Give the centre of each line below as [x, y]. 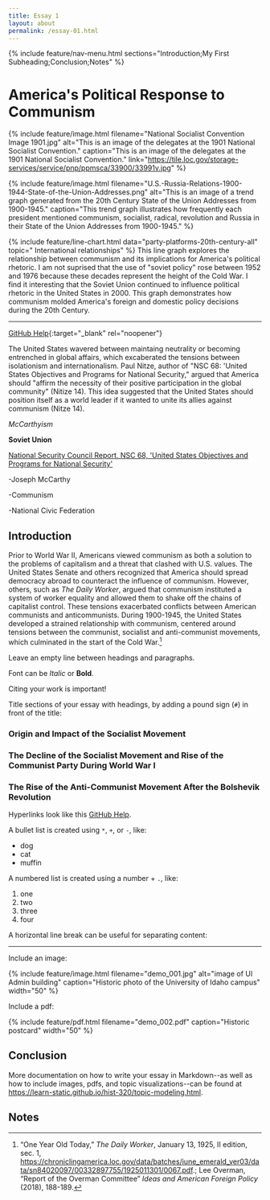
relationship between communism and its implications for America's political [135, 259]
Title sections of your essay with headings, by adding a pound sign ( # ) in [129, 704]
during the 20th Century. [49, 310]
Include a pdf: [31, 1006]
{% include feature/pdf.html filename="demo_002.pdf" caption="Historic [129, 1022]
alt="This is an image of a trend [202, 192]
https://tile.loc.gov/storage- [193, 160]
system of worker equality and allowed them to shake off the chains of [125, 598]
